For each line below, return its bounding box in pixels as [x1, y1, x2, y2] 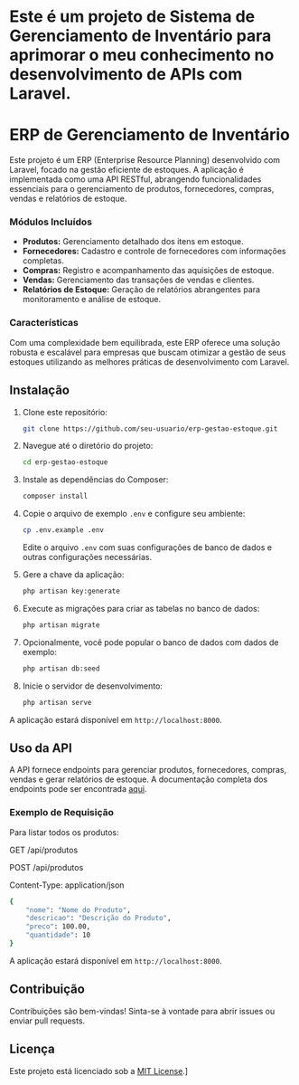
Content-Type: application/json [9, 880, 125, 890]
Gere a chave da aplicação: [22, 569, 125, 580]
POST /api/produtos [9, 861, 84, 872]
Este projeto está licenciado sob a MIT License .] [9, 1065, 188, 1076]
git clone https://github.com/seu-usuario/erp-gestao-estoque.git [22, 424, 278, 433]
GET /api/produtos [9, 844, 79, 855]
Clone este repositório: [22, 406, 108, 417]
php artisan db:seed [22, 663, 100, 673]
